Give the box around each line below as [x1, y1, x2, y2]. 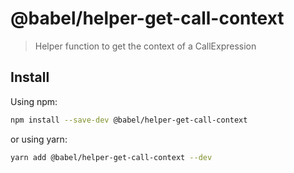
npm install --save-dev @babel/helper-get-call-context [10, 115, 248, 125]
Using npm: [10, 95, 58, 107]
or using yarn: [10, 133, 68, 145]
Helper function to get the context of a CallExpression [34, 40, 257, 52]
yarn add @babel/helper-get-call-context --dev [10, 152, 213, 162]
